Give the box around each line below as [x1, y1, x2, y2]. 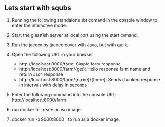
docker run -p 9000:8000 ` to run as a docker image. [11, 116, 120, 122]
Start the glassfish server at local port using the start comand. [11, 32, 138, 38]
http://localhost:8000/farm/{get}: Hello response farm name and [19, 66, 151, 72]
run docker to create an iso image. [11, 106, 82, 112]
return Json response [19, 71, 63, 77]
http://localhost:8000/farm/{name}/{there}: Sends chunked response [19, 76, 160, 82]
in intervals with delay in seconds [19, 82, 87, 88]
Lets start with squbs [4, 4, 71, 12]
